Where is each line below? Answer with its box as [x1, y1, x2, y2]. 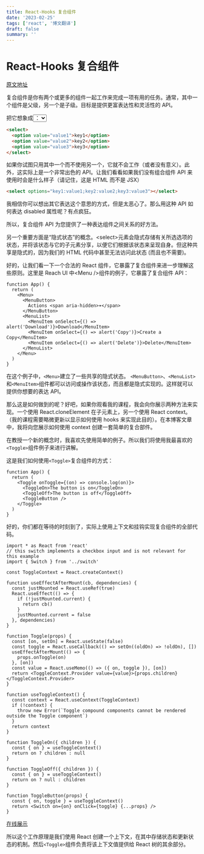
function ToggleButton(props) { [6, 793, 88, 799]
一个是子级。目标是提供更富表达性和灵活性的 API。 [48, 102, 176, 109]
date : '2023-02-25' [6, 15, 56, 21]
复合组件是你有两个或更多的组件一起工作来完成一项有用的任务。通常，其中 [6, 94, 192, 101]
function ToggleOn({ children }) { [6, 740, 97, 746]
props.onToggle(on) [17, 655, 67, 661]
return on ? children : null [12, 750, 86, 757]
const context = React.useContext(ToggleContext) [12, 697, 140, 703]
